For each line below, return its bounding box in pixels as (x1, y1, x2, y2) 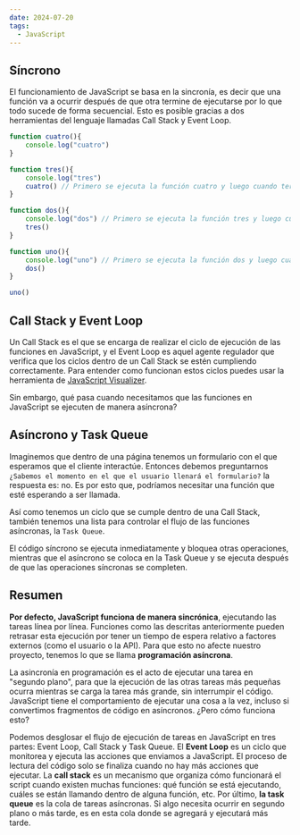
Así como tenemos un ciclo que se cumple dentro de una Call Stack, (9, 506, 261, 517)
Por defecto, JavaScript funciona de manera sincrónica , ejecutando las (9, 611, 277, 622)
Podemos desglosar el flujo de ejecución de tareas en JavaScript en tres (9, 731, 277, 742)
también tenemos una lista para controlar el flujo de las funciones (9, 516, 250, 527)
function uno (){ (9, 247, 70, 256)
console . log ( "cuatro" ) (25, 140, 110, 150)
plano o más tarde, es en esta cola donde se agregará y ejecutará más (9, 807, 269, 818)
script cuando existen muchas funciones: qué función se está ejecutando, (9, 779, 281, 789)
